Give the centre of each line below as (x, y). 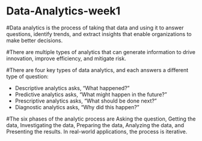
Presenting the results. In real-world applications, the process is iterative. (97, 131)
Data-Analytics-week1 (63, 11)
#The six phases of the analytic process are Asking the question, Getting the (101, 119)
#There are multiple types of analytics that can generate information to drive (101, 52)
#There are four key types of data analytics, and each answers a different (97, 70)
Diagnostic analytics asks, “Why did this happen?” (77, 107)
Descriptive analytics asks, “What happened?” (72, 88)
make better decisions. (35, 40)
